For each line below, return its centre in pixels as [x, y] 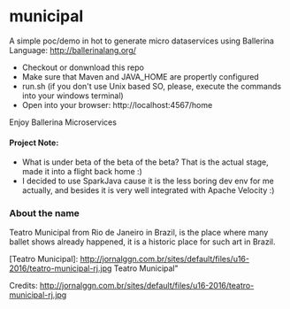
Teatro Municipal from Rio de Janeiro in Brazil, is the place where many [139, 233]
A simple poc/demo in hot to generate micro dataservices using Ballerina [141, 41]
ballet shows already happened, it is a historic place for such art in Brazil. [142, 242]
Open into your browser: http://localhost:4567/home [117, 104]
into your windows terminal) [72, 96]
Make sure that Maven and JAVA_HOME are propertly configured [140, 76]
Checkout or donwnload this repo [83, 67]
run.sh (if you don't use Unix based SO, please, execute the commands [151, 86]
